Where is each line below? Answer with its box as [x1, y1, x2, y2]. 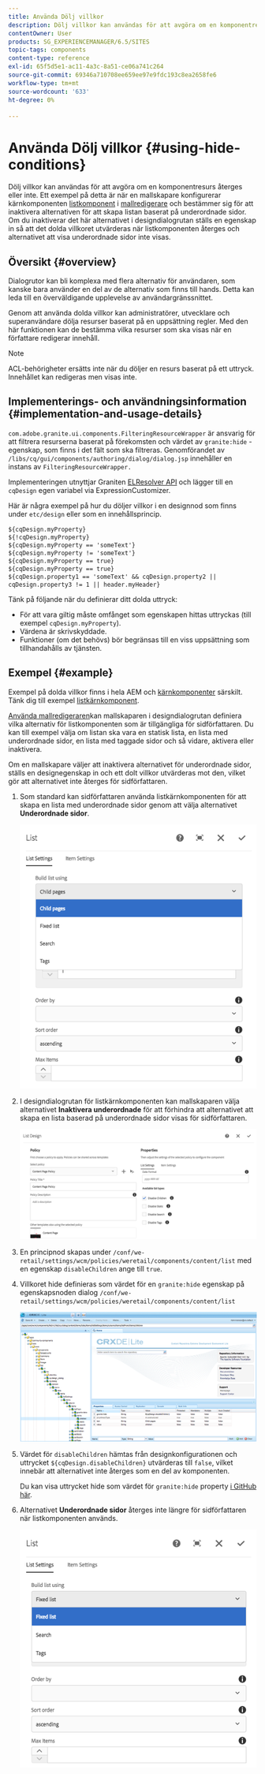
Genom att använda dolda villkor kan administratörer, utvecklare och [8, 308, 230, 317]
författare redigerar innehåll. [8, 334, 100, 342]
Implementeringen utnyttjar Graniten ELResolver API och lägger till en [8, 477, 233, 487]
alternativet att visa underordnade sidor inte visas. [8, 233, 171, 242]
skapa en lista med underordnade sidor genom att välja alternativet [19, 800, 238, 809]
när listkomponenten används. [19, 1513, 118, 1522]
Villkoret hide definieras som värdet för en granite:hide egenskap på [19, 1279, 244, 1289]
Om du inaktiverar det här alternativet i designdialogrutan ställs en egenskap [8, 215, 256, 225]
